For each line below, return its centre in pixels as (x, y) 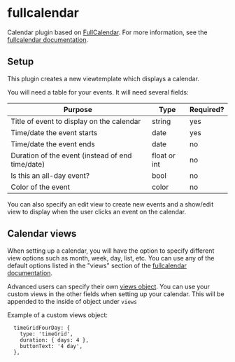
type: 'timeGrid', (47, 334)
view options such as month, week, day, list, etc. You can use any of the (111, 258)
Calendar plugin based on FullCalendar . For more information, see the (107, 32)
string (161, 121)
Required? (207, 109)
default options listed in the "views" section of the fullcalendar (97, 265)
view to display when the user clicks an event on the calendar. (97, 211)
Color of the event (40, 187)
